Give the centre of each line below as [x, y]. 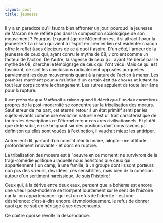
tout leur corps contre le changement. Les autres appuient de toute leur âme [81, 85]
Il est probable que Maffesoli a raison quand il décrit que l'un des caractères [81, 100]
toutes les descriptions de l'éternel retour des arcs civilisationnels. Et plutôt [80, 121]
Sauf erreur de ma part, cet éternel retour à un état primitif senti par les [76, 110]
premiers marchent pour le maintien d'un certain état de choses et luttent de [81, 80]
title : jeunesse [21, 14]
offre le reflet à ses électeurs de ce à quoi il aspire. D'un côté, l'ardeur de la [81, 49]
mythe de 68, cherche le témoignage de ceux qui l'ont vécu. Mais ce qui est [81, 64]
